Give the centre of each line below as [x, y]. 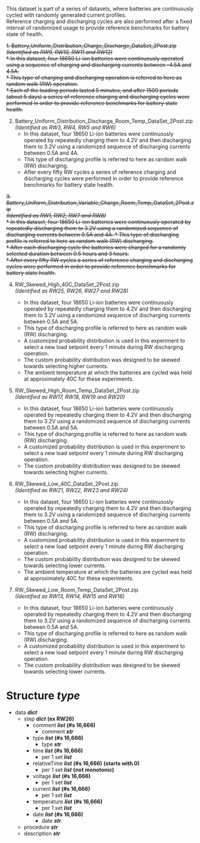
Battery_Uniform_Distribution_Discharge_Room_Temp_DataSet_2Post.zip [104, 121]
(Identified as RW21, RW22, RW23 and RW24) [71, 490]
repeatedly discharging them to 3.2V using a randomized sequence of [92, 228]
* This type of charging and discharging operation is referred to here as [94, 78]
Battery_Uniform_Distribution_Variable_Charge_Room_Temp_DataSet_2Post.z [100, 203]
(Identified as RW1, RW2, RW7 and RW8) [56, 216]
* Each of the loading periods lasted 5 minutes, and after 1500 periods [92, 90]
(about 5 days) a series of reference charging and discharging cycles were [98, 97]
